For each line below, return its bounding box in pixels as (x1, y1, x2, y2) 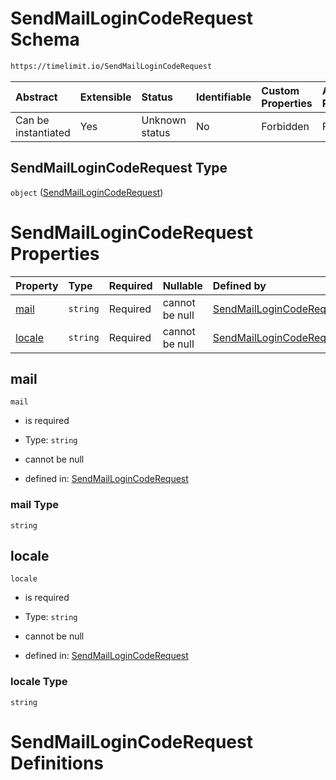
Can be (15, 113, 50, 127)
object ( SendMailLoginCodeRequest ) (10, 186, 164, 198)
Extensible (79, 90, 132, 104)
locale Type (10, 675, 68, 689)
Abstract (15, 90, 58, 104)
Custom (261, 83, 300, 97)
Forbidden (261, 119, 310, 133)
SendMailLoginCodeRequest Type (10, 160, 228, 177)
